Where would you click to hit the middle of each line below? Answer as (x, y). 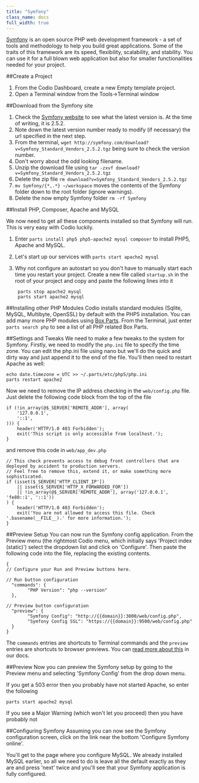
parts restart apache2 (34, 380)
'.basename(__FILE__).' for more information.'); (69, 518)
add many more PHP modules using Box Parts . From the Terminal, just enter (99, 321)
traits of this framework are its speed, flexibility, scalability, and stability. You (99, 52)
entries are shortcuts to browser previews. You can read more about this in (98, 649)
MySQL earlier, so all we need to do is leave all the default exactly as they (96, 762)
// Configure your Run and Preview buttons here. (69, 570)
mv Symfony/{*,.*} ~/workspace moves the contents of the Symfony (98, 185)
